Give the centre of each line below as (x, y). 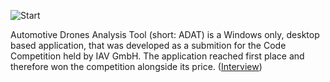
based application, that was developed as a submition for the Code (148, 45)
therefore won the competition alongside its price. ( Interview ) (136, 66)
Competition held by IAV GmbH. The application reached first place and (157, 56)
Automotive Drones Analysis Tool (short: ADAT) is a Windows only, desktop (165, 34)
